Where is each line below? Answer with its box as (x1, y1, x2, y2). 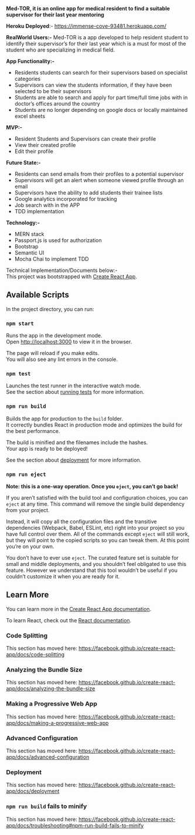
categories (14, 76, 41, 82)
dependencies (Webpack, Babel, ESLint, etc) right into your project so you (6, 524, 185, 531)
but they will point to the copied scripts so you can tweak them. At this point (6, 537, 189, 544)
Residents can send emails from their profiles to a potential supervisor (14, 171, 184, 178)
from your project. (6, 507, 50, 513)
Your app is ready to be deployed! (6, 445, 88, 452)
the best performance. (6, 427, 60, 434)
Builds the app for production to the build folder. (6, 415, 124, 422)
